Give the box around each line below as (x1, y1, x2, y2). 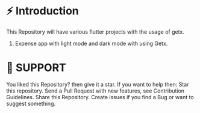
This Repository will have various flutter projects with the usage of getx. (6, 28, 185, 35)
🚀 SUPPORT (6, 61, 66, 75)
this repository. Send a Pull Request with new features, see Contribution (6, 87, 185, 94)
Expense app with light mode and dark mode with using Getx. (14, 40, 168, 47)
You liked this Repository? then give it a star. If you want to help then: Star (6, 81, 189, 88)
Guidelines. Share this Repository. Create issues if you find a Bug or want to (6, 93, 194, 100)
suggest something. (6, 100, 56, 107)
